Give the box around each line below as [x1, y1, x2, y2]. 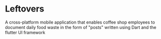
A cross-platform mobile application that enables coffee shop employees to [5, 19, 155, 25]
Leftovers [5, 3, 44, 14]
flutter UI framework [5, 29, 45, 35]
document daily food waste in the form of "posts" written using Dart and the [5, 24, 157, 30]
